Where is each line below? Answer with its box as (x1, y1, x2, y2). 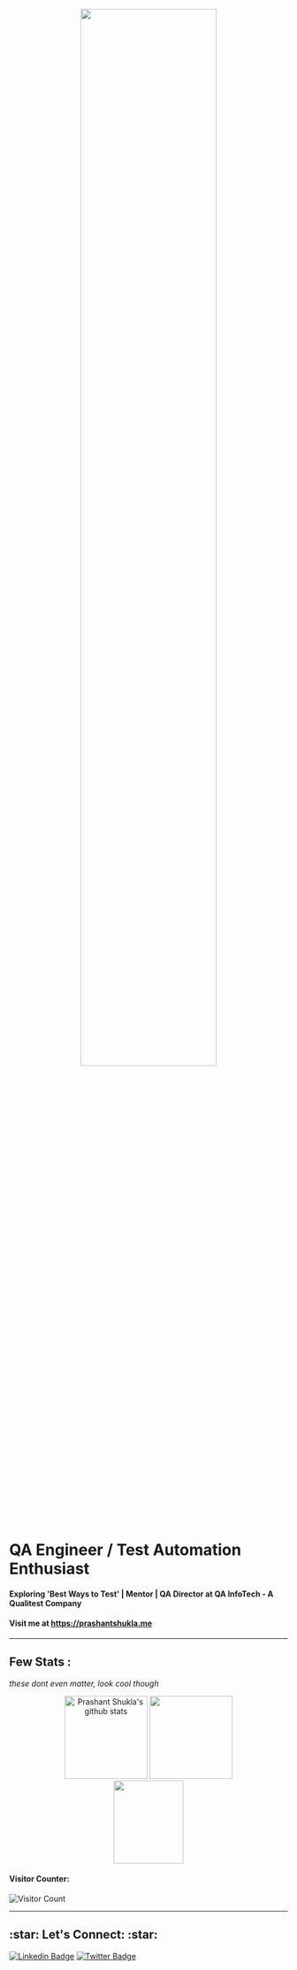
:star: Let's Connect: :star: (9, 1928, 158, 1943)
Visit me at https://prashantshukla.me (9, 1618, 153, 1628)
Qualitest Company (9, 1597, 82, 1608)
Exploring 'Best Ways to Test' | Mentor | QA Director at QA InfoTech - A (9, 1589, 274, 1599)
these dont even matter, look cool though (9, 1678, 159, 1689)
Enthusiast (9, 1558, 90, 1579)
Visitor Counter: (9, 1874, 70, 1884)
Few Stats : (9, 1655, 72, 1670)
